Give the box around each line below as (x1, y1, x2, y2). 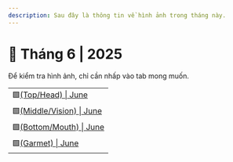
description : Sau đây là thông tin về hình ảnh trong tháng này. (8, 11, 226, 20)
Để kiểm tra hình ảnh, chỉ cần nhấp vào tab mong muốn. (8, 71, 190, 81)
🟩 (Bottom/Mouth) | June (12, 121, 104, 132)
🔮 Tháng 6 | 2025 (8, 45, 123, 63)
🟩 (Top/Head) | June (12, 89, 89, 100)
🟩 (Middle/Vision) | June (12, 105, 102, 116)
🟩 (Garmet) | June (12, 138, 79, 149)
